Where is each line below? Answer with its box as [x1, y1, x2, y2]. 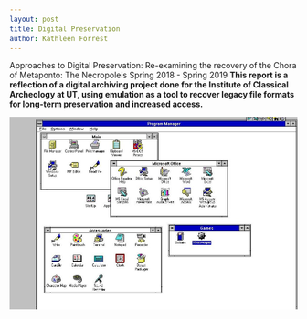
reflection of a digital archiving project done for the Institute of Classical [9, 79, 290, 90]
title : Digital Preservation [9, 24, 121, 34]
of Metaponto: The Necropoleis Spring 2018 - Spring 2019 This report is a [9, 69, 289, 81]
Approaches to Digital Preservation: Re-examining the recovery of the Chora [9, 60, 297, 71]
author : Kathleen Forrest [9, 34, 108, 43]
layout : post [9, 15, 59, 24]
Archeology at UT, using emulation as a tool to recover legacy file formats [9, 89, 295, 100]
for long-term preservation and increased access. [9, 98, 204, 109]
